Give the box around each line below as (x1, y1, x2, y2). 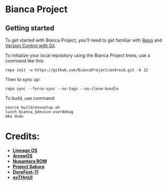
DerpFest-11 (12, 169, 39, 175)
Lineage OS (12, 147, 38, 153)
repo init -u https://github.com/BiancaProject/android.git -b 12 (5, 67, 148, 72)
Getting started (5, 24, 55, 32)
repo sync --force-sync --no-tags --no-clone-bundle (5, 86, 119, 91)
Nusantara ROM (12, 158, 47, 164)
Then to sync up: (5, 77, 40, 82)
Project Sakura (12, 163, 45, 169)
